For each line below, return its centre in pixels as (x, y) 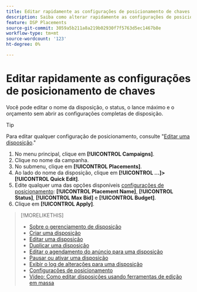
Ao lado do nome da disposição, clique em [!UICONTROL (84, 172)
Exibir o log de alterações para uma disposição (86, 264)
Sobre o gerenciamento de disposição (75, 226)
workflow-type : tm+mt (33, 33)
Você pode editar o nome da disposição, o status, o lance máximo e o (90, 107)
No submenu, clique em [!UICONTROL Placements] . (78, 166)
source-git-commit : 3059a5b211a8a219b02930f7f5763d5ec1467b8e (84, 28)
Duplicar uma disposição (59, 245)
